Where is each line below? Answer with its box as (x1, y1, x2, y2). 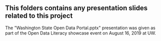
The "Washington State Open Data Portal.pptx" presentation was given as (5, 25, 156, 31)
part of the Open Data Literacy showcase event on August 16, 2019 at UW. (5, 30, 156, 36)
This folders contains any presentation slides (5, 4, 148, 12)
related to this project (5, 12, 73, 20)
